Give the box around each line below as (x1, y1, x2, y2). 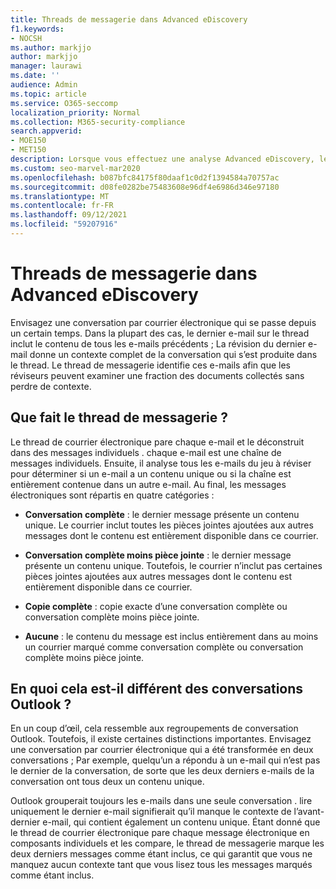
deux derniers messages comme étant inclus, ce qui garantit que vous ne (10, 848, 313, 860)
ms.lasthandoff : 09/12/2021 (10, 210, 128, 220)
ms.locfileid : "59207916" (10, 219, 118, 230)
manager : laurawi (10, 61, 83, 71)
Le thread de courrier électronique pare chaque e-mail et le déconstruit (10, 436, 305, 448)
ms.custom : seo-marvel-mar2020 (10, 163, 141, 173)
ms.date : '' (10, 71, 60, 81)
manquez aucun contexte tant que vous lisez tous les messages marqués (10, 859, 313, 871)
